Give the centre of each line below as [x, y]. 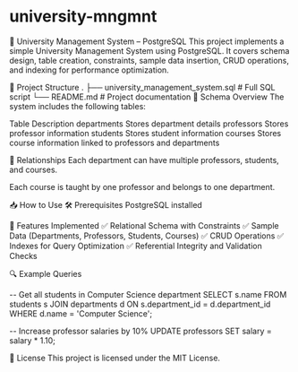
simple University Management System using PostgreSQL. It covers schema [149, 50]
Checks [23, 255]
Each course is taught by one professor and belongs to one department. [142, 186]
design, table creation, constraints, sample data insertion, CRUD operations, [149, 60]
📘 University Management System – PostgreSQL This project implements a [147, 41]
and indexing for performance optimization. [89, 70]
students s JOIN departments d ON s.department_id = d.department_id [140, 304]
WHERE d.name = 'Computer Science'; [81, 313]
